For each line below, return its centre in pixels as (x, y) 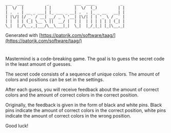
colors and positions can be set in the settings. (55, 80)
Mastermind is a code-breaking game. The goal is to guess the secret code (85, 59)
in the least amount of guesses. (39, 64)
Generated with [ (23, 35)
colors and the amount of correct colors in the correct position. (72, 95)
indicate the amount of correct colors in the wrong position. (68, 116)
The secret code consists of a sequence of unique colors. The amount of (83, 74)
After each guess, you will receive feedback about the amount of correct (82, 90)
